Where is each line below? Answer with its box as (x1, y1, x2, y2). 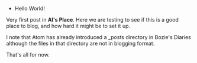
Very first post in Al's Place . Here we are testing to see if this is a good (6, 16, 179, 23)
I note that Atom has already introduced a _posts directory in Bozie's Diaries (6, 34, 191, 40)
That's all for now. (6, 51, 50, 58)
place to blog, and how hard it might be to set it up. (6, 23, 131, 29)
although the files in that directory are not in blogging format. (6, 40, 155, 47)
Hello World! (14, 5, 46, 12)
